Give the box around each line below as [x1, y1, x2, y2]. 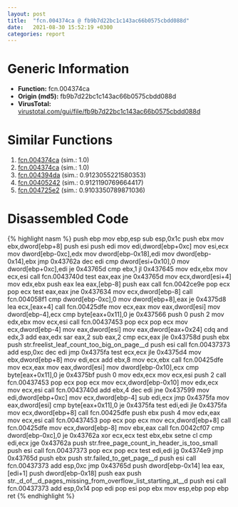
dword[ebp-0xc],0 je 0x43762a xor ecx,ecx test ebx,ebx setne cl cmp [7, 432, 212, 440]
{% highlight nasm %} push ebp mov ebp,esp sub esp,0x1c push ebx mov [7, 234, 224, 243]
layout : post [7, 10, 46, 18]
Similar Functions [7, 132, 113, 148]
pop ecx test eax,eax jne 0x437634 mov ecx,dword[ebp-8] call [7, 288, 193, 296]
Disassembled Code [7, 211, 129, 227]
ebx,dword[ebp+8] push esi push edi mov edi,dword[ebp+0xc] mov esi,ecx [7, 242, 229, 251]
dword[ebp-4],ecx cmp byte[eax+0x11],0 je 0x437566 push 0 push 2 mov [7, 310, 224, 319]
